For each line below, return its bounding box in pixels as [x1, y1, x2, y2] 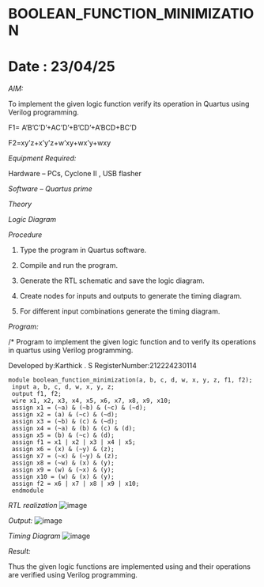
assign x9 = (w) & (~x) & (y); [11, 466, 115, 474]
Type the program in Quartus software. [19, 246, 147, 255]
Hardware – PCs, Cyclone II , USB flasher [8, 169, 142, 179]
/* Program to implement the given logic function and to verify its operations [8, 337, 257, 347]
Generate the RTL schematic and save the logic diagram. [19, 276, 206, 285]
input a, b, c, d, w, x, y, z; [11, 383, 115, 391]
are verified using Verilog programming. [8, 570, 138, 580]
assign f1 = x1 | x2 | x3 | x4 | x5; [11, 438, 136, 446]
